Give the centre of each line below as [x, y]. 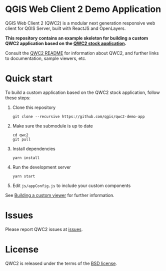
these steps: [18, 97]
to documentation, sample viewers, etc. [46, 58]
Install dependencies [34, 148]
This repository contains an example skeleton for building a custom [77, 38]
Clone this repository [34, 107]
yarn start [24, 176]
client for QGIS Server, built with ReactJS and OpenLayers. [65, 28]
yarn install [26, 158]
